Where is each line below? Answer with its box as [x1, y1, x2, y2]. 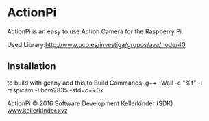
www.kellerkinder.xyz [7, 106, 69, 114]
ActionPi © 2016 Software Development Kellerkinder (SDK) [7, 99, 173, 107]
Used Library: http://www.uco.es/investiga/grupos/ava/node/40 [7, 40, 186, 49]
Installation [7, 60, 56, 72]
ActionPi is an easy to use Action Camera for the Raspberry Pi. [7, 27, 184, 36]
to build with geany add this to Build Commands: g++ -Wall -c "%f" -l [7, 79, 202, 87]
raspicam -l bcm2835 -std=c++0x [7, 85, 104, 94]
